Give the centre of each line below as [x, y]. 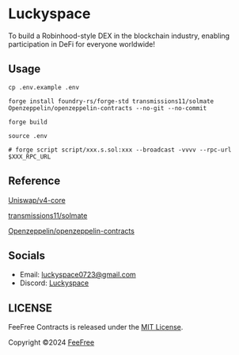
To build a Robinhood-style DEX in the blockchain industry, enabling [119, 36]
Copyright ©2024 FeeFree [51, 342]
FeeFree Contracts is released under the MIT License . [96, 327]
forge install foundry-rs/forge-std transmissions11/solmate [111, 101]
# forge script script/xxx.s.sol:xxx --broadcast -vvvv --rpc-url [120, 150]
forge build [28, 122]
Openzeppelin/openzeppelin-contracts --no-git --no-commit [108, 108]
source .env [28, 136]
